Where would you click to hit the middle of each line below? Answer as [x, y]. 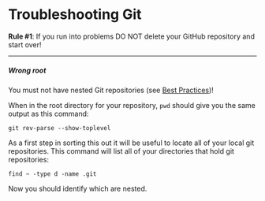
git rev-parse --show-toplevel [60, 128]
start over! [25, 44]
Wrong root [27, 70]
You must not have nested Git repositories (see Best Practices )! [111, 90]
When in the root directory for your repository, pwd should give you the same [132, 105]
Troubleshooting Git [75, 15]
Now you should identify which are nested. [78, 188]
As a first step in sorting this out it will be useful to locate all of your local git [131, 143]
